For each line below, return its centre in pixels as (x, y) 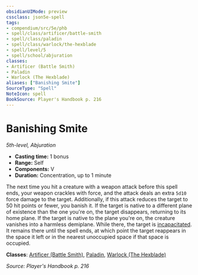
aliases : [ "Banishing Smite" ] (43, 83)
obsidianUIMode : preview (37, 12)
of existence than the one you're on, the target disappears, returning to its (96, 212)
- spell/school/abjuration (39, 55)
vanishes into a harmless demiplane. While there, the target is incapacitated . (99, 224)
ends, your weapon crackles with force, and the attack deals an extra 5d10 (96, 193)
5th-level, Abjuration (31, 145)
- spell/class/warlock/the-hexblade (51, 45)
